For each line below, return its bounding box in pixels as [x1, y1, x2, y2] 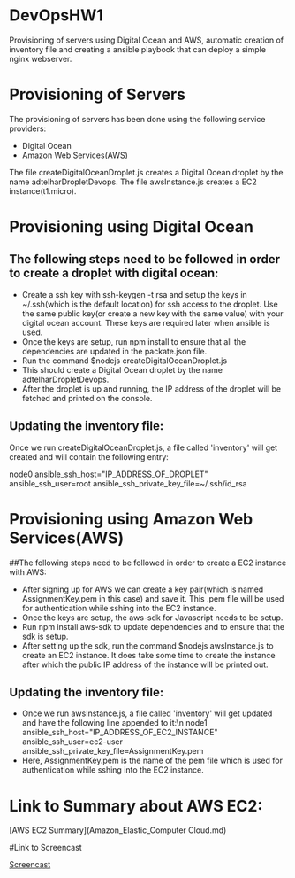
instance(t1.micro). [9, 185, 77, 196]
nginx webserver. [9, 53, 72, 64]
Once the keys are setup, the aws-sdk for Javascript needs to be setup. [21, 612, 284, 623]
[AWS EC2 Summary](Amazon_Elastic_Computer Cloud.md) [9, 825, 227, 835]
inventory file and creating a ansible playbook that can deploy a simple [9, 43, 267, 54]
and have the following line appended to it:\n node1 [21, 718, 208, 728]
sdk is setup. [21, 631, 69, 641]
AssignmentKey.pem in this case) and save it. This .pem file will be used [21, 593, 284, 603]
